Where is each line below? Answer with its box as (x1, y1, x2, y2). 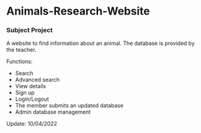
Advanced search (15, 76, 60, 83)
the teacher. (6, 46, 37, 53)
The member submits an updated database (15, 102, 124, 109)
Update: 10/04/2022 (6, 120, 57, 128)
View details (15, 83, 46, 90)
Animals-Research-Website (6, 4, 150, 18)
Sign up (15, 89, 35, 97)
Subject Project (6, 26, 53, 35)
